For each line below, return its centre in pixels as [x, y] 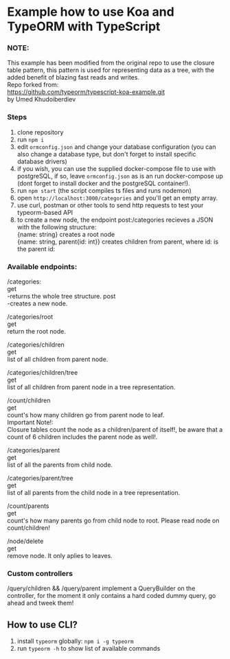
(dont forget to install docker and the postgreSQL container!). [103, 183]
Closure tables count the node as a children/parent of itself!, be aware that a [115, 430]
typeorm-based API [45, 212]
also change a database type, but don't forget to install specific [107, 154]
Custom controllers [40, 574]
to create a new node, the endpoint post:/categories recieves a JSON [115, 220]
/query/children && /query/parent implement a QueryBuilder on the [101, 588]
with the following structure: [57, 227]
